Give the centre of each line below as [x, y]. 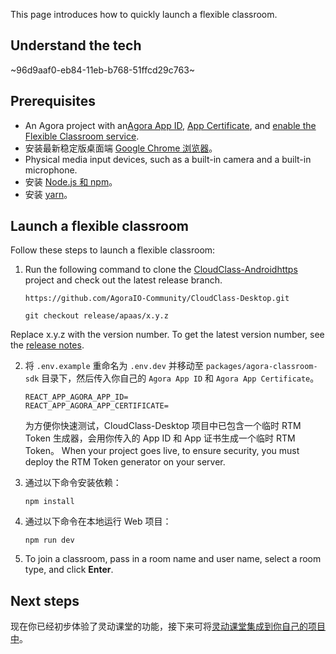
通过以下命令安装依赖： [73, 483]
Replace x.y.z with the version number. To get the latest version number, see [167, 335]
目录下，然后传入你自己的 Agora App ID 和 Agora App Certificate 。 [180, 378]
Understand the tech [76, 45]
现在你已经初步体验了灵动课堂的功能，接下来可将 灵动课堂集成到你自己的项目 [168, 626]
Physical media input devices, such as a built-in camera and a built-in [168, 159]
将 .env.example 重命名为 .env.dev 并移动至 [114, 366]
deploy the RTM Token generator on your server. [125, 462]
